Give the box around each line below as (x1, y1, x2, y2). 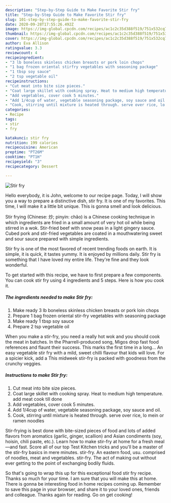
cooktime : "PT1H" (5, 154, 42, 160)
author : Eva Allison (5, 41, 49, 46)
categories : (5, 107, 31, 112)
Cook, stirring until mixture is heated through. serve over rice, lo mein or (12, 412, 164, 418)
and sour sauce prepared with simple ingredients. (5, 235, 109, 242)
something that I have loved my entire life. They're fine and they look (5, 256, 149, 262)
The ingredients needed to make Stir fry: (5, 294, 93, 300)
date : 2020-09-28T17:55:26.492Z (5, 21, 74, 27)
